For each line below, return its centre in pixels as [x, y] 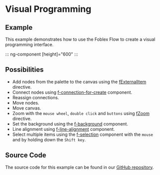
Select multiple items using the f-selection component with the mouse [82, 134]
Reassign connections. [36, 97]
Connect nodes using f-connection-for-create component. [72, 92]
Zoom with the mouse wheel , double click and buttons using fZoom [81, 113]
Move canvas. [27, 108]
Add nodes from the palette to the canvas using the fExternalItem [79, 82]
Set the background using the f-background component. [70, 124]
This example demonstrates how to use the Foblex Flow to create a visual [80, 39]
